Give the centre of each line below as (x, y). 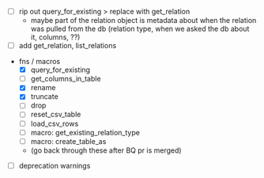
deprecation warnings (55, 165)
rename (43, 88)
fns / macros (40, 62)
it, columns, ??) (55, 37)
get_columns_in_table (66, 79)
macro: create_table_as (68, 141)
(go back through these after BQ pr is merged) (106, 150)
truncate (44, 97)
